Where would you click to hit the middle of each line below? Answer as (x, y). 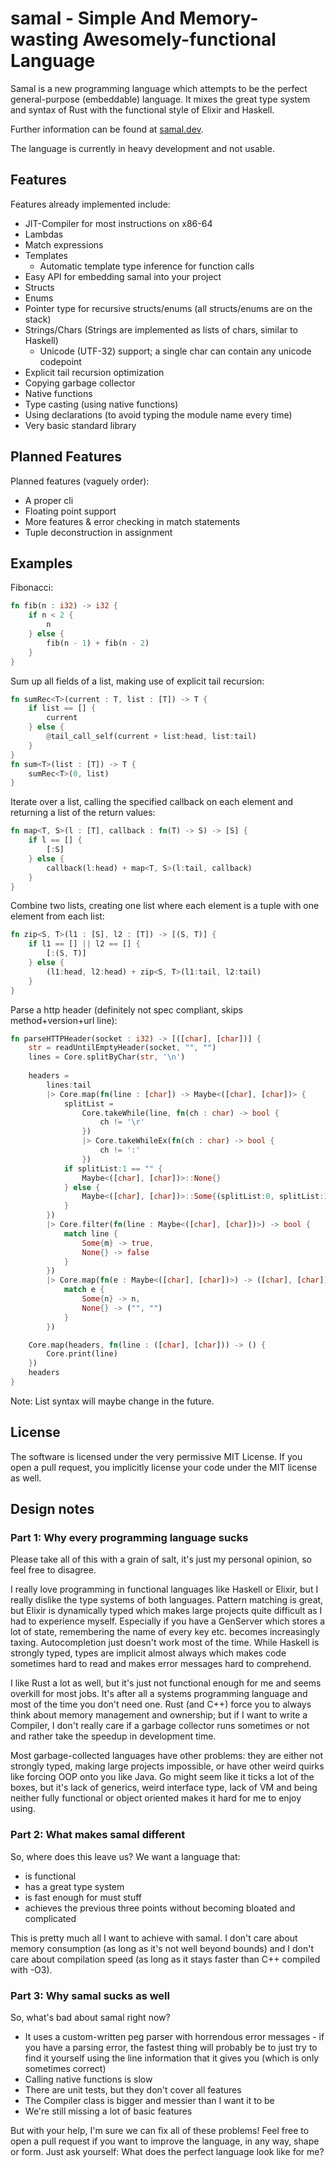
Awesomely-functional (179, 39)
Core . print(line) (82, 1354)
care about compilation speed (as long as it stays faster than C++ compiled (165, 1959)
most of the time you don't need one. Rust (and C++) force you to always (161, 1704)
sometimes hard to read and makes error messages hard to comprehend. (161, 1664)
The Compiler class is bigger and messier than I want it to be (149, 2100)
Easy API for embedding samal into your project (123, 276)
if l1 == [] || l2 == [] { (84, 944)
